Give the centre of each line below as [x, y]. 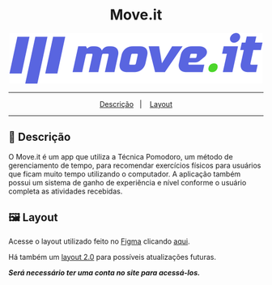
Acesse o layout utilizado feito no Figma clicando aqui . [99, 241]
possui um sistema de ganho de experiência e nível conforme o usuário [127, 182]
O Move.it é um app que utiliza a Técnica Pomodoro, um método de [121, 156]
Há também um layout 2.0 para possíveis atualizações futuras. [113, 257]
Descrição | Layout [136, 104]
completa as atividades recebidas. [66, 191]
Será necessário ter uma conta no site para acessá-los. [104, 272]
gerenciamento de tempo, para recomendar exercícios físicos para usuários [135, 165]
